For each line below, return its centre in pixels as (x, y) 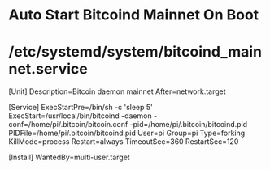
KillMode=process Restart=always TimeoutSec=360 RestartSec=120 (124, 142)
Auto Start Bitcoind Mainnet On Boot (134, 15)
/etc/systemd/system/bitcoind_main (135, 52)
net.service (48, 69)
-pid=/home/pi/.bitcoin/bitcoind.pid (189, 125)
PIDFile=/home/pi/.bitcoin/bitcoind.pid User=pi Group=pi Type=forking (127, 133)
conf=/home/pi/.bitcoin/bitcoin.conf (68, 125)
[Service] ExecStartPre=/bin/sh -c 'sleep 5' (81, 108)
